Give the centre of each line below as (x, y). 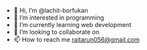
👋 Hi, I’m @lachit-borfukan (51, 10)
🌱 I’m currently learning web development (72, 25)
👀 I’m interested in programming (59, 18)
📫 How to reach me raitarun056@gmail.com (77, 40)
